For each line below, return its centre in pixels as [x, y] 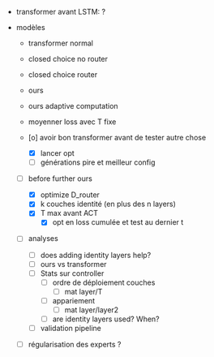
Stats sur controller [72, 273]
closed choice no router [68, 59]
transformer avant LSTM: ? [61, 12]
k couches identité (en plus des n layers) [108, 204]
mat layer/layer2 [92, 310]
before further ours [60, 178]
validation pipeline [71, 328]
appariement [74, 300]
